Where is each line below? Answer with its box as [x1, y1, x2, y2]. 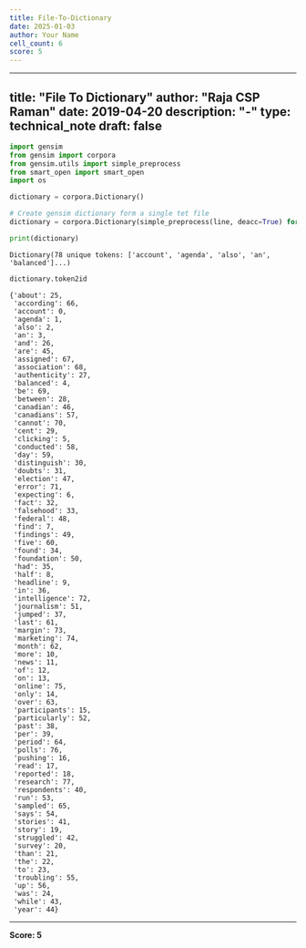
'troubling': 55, [13, 872, 79, 882]
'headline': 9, [13, 578, 71, 587]
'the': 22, [13, 857, 55, 866]
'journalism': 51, [13, 602, 84, 611]
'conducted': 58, [13, 442, 79, 451]
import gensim [9, 142, 64, 151]
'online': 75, [13, 681, 67, 691]
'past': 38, [13, 721, 59, 730]
